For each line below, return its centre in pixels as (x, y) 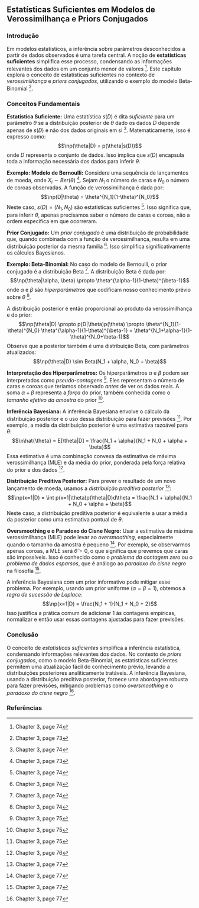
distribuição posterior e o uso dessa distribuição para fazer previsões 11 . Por (99, 418)
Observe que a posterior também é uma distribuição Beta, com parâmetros (98, 346)
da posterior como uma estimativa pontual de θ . (65, 520)
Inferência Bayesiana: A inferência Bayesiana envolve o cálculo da (88, 411)
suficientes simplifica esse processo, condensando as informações (89, 61)
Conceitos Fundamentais (43, 104)
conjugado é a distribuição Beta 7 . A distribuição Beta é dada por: (87, 271)
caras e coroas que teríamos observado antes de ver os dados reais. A (93, 387)
